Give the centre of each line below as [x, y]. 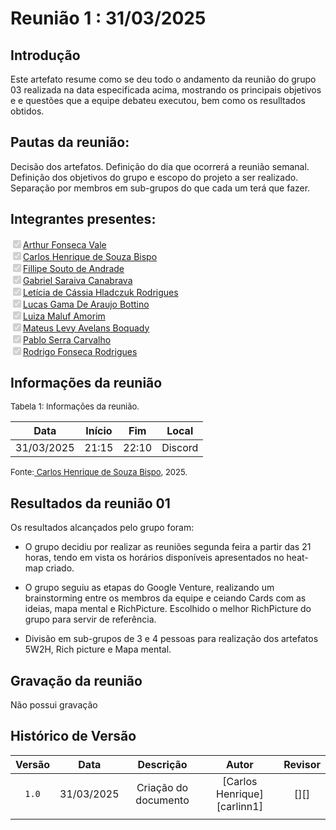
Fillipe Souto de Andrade [74, 268]
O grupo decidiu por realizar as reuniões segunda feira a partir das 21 [168, 547]
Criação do [162, 787]
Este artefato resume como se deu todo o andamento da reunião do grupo [163, 79]
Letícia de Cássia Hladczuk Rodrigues [101, 292]
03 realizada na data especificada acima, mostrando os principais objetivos [166, 90]
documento [162, 800]
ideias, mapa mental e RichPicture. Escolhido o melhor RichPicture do [168, 609]
